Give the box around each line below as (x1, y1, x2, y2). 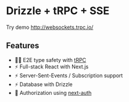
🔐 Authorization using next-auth (14, 89, 92, 96)
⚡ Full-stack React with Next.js (14, 63, 89, 70)
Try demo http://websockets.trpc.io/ (6, 24, 94, 31)
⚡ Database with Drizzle (14, 81, 73, 88)
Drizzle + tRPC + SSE (6, 4, 110, 18)
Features (6, 41, 39, 51)
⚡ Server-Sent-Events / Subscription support (14, 72, 123, 79)
